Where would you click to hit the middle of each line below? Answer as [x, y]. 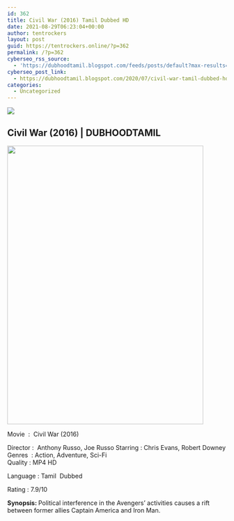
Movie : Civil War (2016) [43, 434]
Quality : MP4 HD [32, 462]
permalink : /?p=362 [36, 53]
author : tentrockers [37, 33]
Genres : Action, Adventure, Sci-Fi [57, 455]
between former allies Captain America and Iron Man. [84, 510]
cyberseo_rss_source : [39, 59]
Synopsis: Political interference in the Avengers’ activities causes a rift [109, 503]
